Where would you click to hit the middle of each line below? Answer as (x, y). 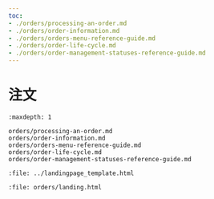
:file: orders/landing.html (55, 187)
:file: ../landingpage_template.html (71, 173)
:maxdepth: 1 (30, 117)
